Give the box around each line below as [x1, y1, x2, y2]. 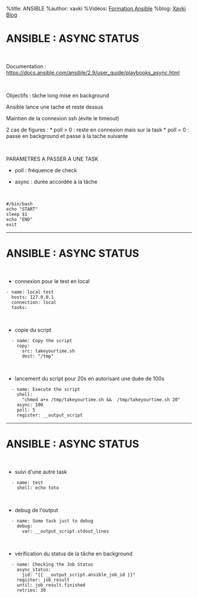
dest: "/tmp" [21, 353, 54, 359]
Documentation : [6, 63, 47, 70]
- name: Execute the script [11, 386, 81, 392]
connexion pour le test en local [14, 277, 90, 285]
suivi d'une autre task [14, 468, 67, 475]
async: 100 [16, 402, 44, 408]
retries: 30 [16, 587, 46, 593]
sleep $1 [6, 211, 28, 217]
